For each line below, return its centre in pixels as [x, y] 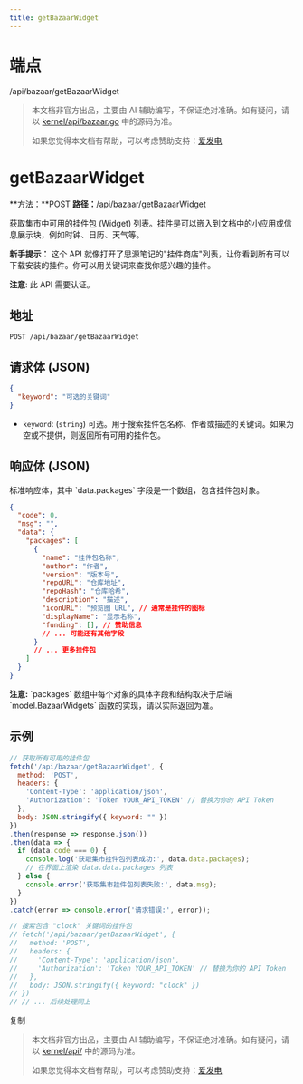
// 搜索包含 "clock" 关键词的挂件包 [71, 926]
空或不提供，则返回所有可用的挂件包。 [94, 435]
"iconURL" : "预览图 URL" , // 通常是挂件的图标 [123, 608]
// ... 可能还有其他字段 [83, 634]
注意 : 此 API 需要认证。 [52, 284]
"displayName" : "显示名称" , [92, 616]
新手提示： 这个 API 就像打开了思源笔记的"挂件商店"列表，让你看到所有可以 [150, 254]
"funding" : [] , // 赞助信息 [92, 625]
